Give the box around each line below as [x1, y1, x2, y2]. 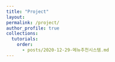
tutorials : [11, 36, 39, 42]
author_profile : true [6, 25, 60, 31]
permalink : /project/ [6, 19, 60, 25]
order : [17, 42, 33, 48]
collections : [6, 31, 39, 37]
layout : [6, 14, 25, 20]
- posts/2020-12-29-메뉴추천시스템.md [21, 47, 110, 53]
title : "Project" [6, 8, 49, 15]
